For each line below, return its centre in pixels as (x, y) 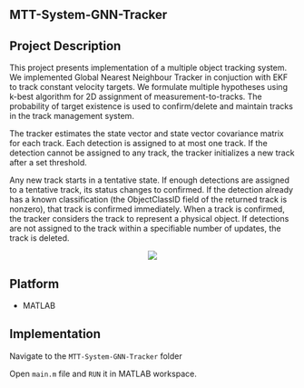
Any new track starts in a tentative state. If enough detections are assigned (150, 180)
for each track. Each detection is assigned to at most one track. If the (138, 144)
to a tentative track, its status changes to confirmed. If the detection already (151, 190)
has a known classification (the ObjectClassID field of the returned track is (148, 200)
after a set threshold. (49, 163)
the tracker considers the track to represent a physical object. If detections (149, 219)
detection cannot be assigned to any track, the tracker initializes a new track (152, 153)
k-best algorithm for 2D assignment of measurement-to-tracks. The (136, 97)
